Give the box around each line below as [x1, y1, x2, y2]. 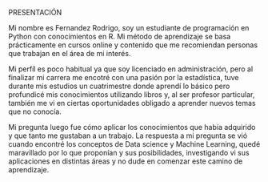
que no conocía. [8, 107, 62, 116]
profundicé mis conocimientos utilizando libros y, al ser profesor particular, [8, 90, 255, 99]
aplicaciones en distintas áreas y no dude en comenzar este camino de [8, 156, 243, 166]
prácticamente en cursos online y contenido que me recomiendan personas [8, 40, 258, 50]
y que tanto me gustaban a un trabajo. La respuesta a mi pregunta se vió [8, 131, 248, 140]
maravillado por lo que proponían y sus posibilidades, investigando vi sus [8, 148, 250, 157]
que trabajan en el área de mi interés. [8, 49, 131, 58]
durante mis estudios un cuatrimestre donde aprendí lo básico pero [8, 81, 230, 91]
